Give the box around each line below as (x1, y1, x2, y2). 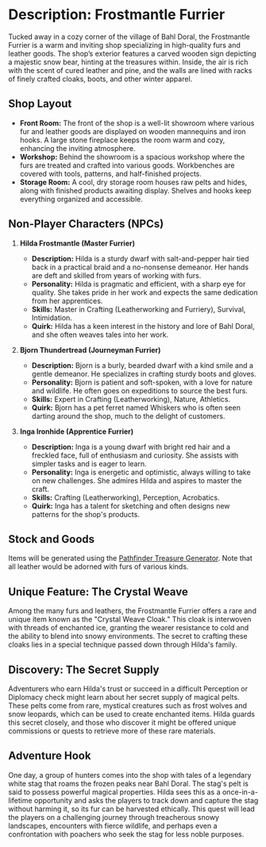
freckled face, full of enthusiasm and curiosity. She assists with (31, 451, 239, 460)
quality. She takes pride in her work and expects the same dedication (31, 288, 258, 297)
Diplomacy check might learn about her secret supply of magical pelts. (8, 693, 240, 702)
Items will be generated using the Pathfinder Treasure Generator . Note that (8, 554, 253, 563)
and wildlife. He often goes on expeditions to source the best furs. (31, 385, 249, 395)
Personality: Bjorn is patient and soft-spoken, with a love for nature (31, 377, 253, 387)
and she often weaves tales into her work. (31, 330, 169, 339)
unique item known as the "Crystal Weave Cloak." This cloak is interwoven (8, 614, 252, 625)
